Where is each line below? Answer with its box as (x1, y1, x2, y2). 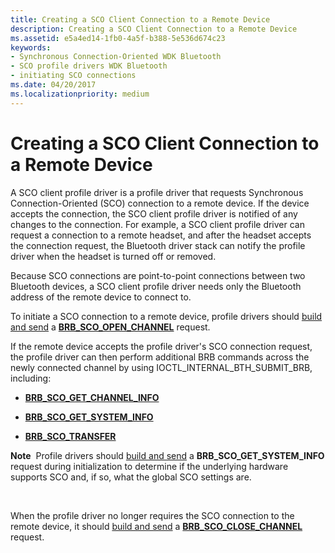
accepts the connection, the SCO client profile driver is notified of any (10, 207, 298, 220)
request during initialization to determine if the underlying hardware (10, 460, 289, 472)
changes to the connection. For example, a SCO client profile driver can (10, 218, 305, 230)
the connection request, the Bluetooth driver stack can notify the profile (10, 239, 306, 251)
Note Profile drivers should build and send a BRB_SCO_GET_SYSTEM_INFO (10, 449, 325, 461)
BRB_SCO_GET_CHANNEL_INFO (24, 391, 160, 403)
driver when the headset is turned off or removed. (10, 250, 217, 262)
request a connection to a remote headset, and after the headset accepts (10, 229, 312, 241)
